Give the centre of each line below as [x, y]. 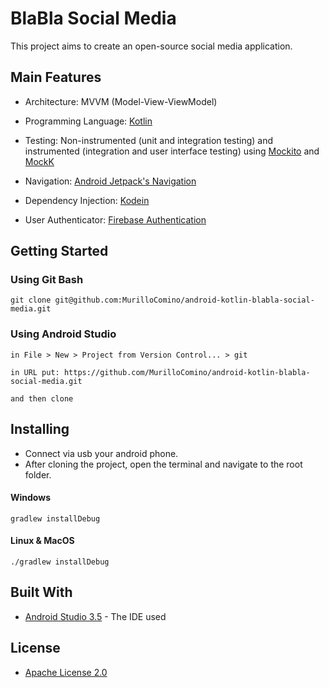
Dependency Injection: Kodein [87, 200]
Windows [30, 498]
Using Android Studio [63, 334]
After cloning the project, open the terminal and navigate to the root [163, 464]
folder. [38, 474]
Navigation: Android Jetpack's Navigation [110, 181]
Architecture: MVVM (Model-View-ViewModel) [121, 101]
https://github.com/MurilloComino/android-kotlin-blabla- [187, 372]
